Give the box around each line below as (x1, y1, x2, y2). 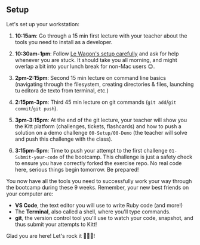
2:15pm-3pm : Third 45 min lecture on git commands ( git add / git (14, 98, 177, 106)
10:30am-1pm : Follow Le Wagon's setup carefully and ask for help (14, 50, 179, 57)
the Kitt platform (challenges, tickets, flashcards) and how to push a (14, 122, 182, 130)
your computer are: (6, 190, 54, 197)
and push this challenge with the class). (14, 135, 113, 142)
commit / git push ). (14, 104, 59, 112)
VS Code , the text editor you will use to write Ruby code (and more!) (14, 201, 183, 209)
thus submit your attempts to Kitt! (14, 221, 97, 228)
